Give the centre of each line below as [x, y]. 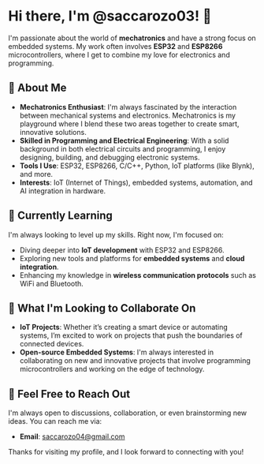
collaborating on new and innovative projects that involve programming [135, 361]
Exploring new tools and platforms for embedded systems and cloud [132, 258]
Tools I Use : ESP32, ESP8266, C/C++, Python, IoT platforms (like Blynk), [137, 166]
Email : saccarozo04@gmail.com [72, 436]
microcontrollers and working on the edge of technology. [112, 369]
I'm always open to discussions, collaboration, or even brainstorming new [128, 413]
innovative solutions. [53, 132]
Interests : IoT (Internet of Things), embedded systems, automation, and [136, 182]
